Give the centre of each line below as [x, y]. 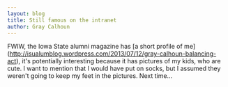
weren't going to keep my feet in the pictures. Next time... [90, 76]
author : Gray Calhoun [39, 26]
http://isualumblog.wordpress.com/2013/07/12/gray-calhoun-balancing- [113, 54]
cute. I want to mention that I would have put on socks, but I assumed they [114, 69]
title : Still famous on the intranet [62, 20]
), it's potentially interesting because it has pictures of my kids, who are [119, 61]
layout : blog [26, 14]
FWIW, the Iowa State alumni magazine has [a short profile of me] [101, 47]
